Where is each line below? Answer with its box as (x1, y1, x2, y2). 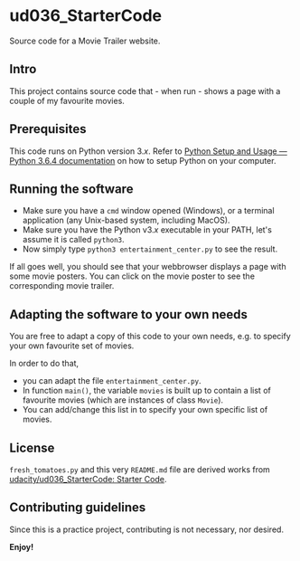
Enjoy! (9, 541, 34, 552)
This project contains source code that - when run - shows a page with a (9, 85, 281, 96)
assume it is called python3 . (22, 234, 125, 245)
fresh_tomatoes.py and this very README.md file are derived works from (9, 464, 271, 475)
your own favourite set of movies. (9, 340, 135, 351)
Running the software (9, 181, 134, 196)
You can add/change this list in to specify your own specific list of (22, 404, 268, 415)
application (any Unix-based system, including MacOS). (22, 214, 230, 226)
